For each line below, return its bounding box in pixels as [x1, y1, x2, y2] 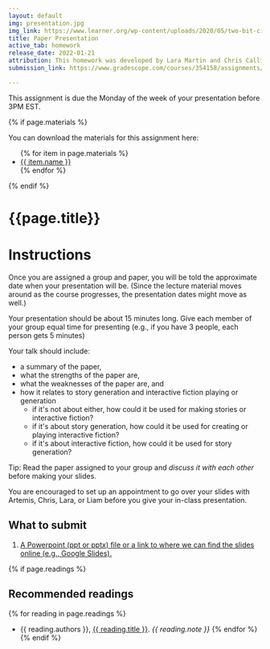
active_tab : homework [8, 42, 81, 50]
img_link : [8, 27, 42, 35]
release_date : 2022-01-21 [8, 49, 95, 57]
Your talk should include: [8, 346, 91, 356]
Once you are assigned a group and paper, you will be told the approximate [8, 272, 257, 282]
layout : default [8, 11, 63, 20]
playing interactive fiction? [31, 430, 120, 439]
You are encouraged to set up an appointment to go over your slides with [8, 487, 251, 496]
